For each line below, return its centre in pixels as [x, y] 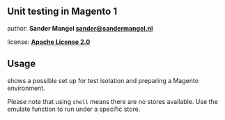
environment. [26, 88]
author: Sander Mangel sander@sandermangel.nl [80, 28]
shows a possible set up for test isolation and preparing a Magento [103, 80]
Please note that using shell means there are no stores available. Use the [113, 101]
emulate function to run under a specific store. [74, 109]
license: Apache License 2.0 [49, 42]
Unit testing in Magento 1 [62, 12]
